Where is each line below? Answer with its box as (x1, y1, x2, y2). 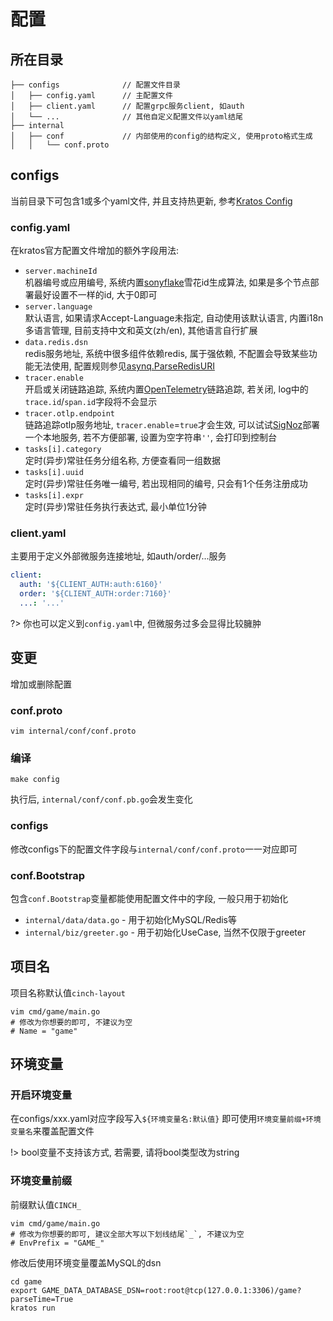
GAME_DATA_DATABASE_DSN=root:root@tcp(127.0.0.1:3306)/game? (41, 1285, 302, 1295)
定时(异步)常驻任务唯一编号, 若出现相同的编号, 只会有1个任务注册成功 (24, 478, 308, 490)
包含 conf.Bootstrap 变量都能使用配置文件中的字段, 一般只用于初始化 (10, 892, 289, 904)
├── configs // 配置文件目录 (10, 80, 181, 90)
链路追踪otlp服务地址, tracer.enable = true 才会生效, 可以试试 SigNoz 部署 (24, 419, 321, 431)
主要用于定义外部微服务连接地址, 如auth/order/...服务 (10, 550, 227, 562)
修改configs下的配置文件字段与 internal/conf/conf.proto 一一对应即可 (10, 843, 298, 855)
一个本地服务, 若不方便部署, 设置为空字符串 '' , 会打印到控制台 (24, 431, 278, 444)
